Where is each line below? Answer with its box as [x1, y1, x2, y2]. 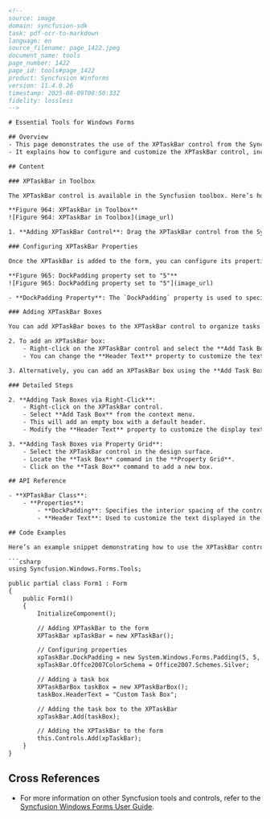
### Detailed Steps [8, 381, 74, 389]
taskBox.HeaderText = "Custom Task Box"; [37, 690, 178, 698]
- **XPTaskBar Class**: [8, 492, 88, 500]
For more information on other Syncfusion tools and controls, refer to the [19, 792, 261, 803]
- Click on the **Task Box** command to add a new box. [22, 463, 215, 471]
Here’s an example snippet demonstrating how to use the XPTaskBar [8, 543, 239, 551]
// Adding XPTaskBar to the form [37, 624, 149, 632]
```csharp [8, 558, 42, 566]
